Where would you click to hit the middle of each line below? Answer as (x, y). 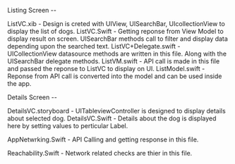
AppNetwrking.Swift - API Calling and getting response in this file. (103, 139)
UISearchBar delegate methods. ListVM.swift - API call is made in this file (114, 61)
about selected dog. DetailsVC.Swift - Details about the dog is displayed (112, 118)
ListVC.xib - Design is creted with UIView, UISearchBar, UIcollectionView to (116, 24)
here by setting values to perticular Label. (68, 126)
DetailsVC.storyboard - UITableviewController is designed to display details (116, 111)
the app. (19, 83)
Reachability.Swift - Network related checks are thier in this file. (100, 153)
